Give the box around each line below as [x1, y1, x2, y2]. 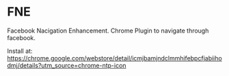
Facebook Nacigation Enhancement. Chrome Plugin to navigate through [7, 26, 209, 35]
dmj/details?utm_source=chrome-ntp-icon [7, 61, 126, 69]
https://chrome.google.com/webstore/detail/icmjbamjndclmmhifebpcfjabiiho [7, 54, 222, 62]
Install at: [7, 47, 33, 55]
